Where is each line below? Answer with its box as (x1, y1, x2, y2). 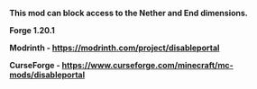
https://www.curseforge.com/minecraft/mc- (61, 60, 234, 70)
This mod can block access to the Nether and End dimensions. (9, 8, 248, 18)
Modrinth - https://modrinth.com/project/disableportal (9, 42, 220, 53)
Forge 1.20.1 (9, 25, 56, 35)
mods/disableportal (9, 69, 86, 80)
